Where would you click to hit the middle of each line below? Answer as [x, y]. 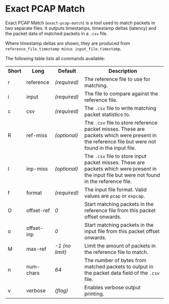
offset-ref [38, 210]
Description [123, 71]
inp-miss [37, 169]
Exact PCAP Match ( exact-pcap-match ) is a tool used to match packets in [80, 23]
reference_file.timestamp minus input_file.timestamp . [63, 48]
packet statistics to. [107, 114]
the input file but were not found [122, 175]
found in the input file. [110, 148]
